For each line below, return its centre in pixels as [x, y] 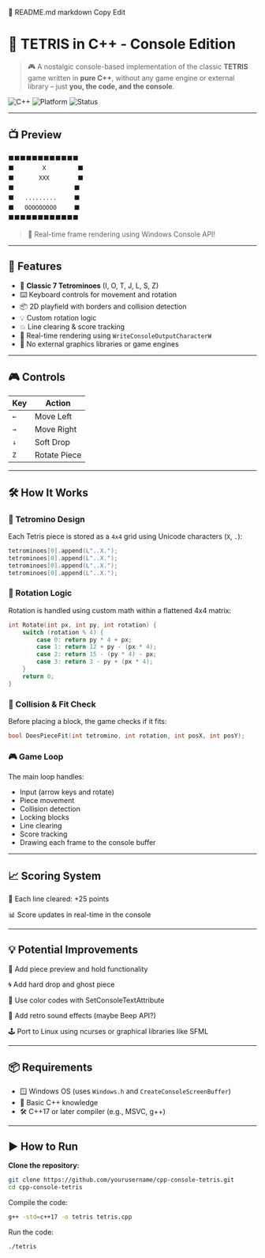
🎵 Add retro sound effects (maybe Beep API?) [82, 1015]
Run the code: [31, 1232]
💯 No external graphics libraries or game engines [99, 343]
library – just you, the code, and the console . [101, 86]
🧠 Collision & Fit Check [52, 704]
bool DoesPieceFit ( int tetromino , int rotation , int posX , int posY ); [127, 736]
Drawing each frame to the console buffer [88, 843]
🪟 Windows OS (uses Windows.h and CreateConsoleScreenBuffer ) [125, 1091]
